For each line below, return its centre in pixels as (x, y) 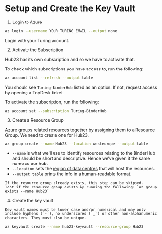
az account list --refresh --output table (49, 78)
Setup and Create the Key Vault (70, 9)
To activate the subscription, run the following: (52, 102)
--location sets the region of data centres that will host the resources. (83, 169)
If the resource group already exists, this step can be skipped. (74, 183)
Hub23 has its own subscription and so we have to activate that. (70, 59)
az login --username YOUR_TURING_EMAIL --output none (61, 31)
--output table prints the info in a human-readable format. (72, 174)
